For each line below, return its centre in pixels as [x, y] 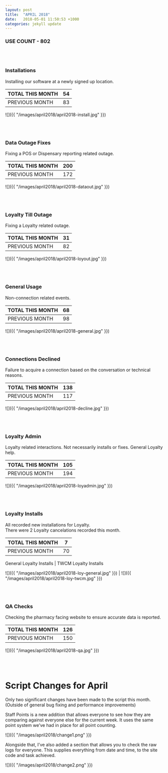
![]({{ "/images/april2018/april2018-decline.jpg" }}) [57, 408]
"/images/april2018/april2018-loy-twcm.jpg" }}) [54, 578]
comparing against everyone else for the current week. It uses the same [79, 720]
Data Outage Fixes [28, 142]
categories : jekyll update [33, 24]
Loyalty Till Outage [29, 215]
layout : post [19, 10]
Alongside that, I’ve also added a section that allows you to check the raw [81, 744]
